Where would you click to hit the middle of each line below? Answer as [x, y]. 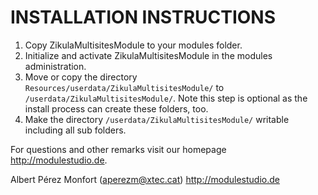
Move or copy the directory [81, 77]
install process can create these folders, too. [116, 108]
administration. [55, 66]
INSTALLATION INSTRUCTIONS [143, 17]
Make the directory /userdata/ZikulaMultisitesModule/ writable [157, 119]
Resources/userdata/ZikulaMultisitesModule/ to [124, 87]
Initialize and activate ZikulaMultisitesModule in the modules [148, 55]
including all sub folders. [75, 130]
